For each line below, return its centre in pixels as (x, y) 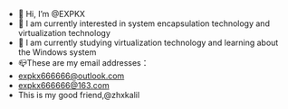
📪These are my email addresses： (83, 63)
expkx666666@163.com (64, 85)
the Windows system (57, 52)
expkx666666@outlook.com (71, 76)
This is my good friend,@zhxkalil (79, 95)
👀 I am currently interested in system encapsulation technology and (144, 23)
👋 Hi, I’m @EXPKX (52, 14)
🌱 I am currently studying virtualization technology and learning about (148, 42)
